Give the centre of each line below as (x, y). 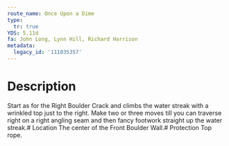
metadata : (22, 46)
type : (15, 20)
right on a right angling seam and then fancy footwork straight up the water (115, 120)
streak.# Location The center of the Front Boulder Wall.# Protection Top (109, 127)
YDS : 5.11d (23, 33)
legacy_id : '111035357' (48, 53)
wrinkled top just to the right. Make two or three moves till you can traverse (114, 113)
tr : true (26, 26)
